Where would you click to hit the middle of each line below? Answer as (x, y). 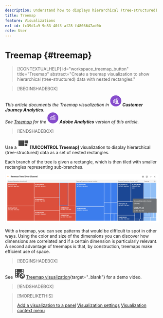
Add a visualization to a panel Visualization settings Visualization (82, 305)
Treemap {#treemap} (49, 55)
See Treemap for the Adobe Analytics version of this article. (72, 122)
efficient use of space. (27, 251)
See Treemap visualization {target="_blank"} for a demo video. (73, 277)
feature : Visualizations (30, 20)
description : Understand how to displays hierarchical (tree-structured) (81, 10)
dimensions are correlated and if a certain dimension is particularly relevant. (81, 241)
